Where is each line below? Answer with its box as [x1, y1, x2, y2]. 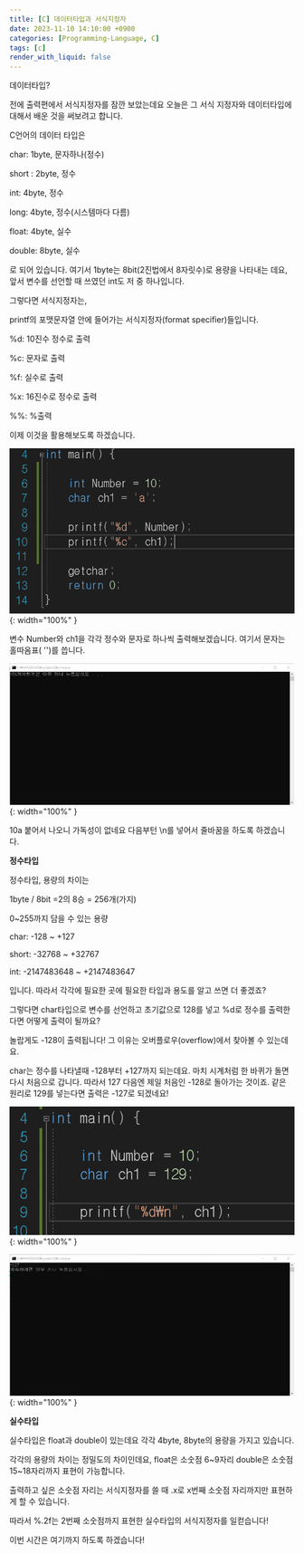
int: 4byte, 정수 [9, 187, 64, 198]
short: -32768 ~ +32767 [9, 949, 100, 960]
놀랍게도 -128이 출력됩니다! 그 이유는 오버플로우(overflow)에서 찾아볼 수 [9, 1035, 265, 1046]
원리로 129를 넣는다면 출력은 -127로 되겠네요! [9, 1088, 169, 1099]
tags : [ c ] [9, 43, 47, 53]
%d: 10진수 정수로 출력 [9, 333, 90, 344]
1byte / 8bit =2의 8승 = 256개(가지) [9, 894, 138, 905]
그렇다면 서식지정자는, [9, 295, 88, 306]
